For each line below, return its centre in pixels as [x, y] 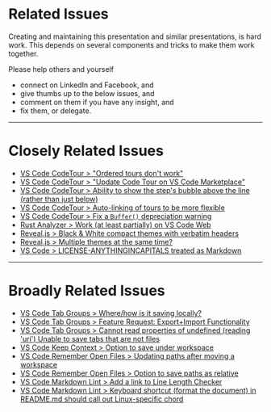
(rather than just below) [59, 199]
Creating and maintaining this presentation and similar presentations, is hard [135, 36]
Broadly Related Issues [87, 291]
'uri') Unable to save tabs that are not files [90, 338]
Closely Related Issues [86, 151]
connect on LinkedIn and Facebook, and [87, 85]
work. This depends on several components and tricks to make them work [132, 44]
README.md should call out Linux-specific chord [102, 399]
